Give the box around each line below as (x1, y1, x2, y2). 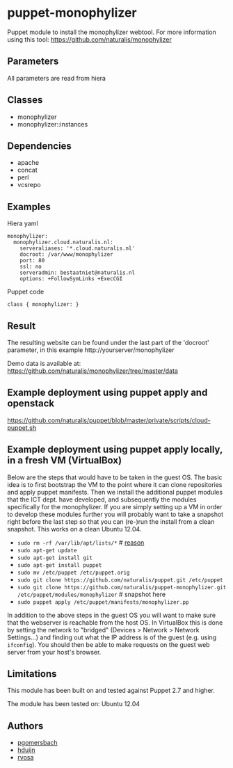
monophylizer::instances (17, 120, 88, 128)
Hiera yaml (7, 219, 38, 227)
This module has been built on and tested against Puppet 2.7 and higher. (7, 687, 216, 695)
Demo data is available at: (7, 360, 81, 367)
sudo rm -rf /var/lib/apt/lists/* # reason (17, 538, 145, 547)
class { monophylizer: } (7, 301, 79, 308)
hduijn (17, 746, 35, 754)
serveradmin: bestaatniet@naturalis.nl (19, 269, 136, 276)
